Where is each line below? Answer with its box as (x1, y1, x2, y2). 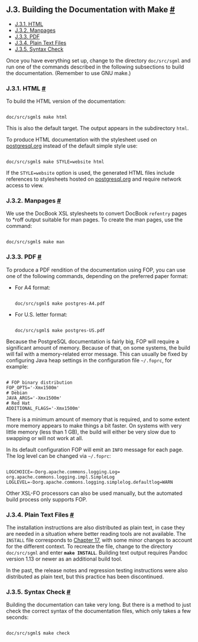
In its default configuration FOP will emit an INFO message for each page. (6, 446, 184, 453)
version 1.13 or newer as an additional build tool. (6, 555, 122, 562)
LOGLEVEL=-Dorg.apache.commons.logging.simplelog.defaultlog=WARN (6, 479, 173, 485)
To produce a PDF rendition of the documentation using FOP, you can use (6, 266, 186, 273)
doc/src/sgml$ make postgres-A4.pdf (14, 301, 105, 307)
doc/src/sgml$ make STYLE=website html (6, 159, 105, 165)
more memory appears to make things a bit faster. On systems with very (6, 422, 182, 429)
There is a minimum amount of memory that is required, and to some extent (6, 416, 190, 423)
